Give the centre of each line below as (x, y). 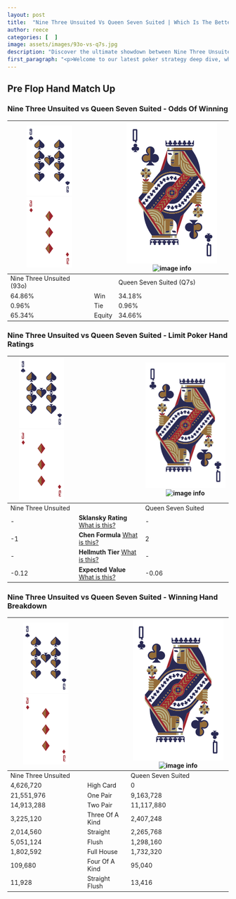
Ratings (21, 344)
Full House (102, 851)
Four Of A (101, 862)
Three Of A (103, 815)
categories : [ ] (33, 37)
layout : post (26, 15)
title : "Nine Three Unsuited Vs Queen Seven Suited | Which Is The (110, 22)
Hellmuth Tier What (107, 552)
